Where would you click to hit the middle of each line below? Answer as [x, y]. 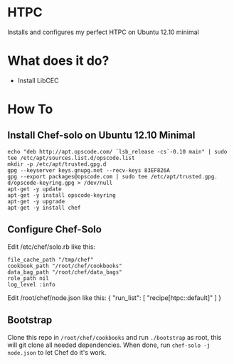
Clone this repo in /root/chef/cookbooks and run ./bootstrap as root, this [115, 337]
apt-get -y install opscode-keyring [62, 195]
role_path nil [28, 278]
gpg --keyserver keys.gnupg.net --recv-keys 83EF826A [89, 170]
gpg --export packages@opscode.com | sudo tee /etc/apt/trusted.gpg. [113, 176]
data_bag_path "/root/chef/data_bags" [65, 272]
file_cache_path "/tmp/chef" [50, 259]
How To [30, 109]
